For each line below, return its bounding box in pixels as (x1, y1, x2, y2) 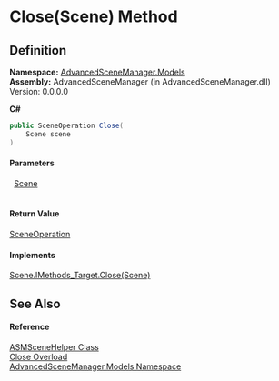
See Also (9, 296, 61, 311)
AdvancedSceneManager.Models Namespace (9, 361, 182, 372)
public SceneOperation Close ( (9, 121, 125, 130)
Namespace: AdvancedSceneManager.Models (9, 66, 185, 77)
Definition (9, 43, 66, 58)
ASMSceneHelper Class (9, 341, 100, 352)
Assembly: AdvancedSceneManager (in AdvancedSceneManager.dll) (9, 76, 271, 87)
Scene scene (25, 129, 71, 138)
